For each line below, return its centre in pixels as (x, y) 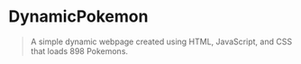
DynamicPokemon (78, 17)
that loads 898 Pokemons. (79, 50)
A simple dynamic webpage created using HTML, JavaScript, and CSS (161, 41)
